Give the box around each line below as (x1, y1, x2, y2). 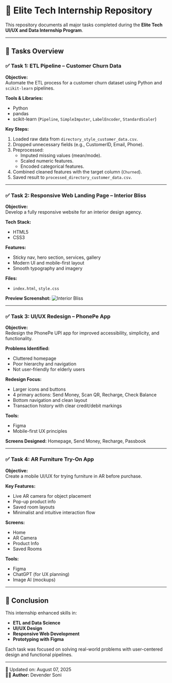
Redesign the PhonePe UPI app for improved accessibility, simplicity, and (5, 330, 160, 336)
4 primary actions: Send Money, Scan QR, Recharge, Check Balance (12, 392, 157, 398)
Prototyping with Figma (12, 636, 64, 642)
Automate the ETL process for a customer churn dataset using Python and (5, 79, 162, 85)
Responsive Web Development (12, 631, 80, 637)
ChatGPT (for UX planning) (12, 571, 70, 577)
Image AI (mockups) (12, 576, 56, 583)
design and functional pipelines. (5, 652, 73, 658)
